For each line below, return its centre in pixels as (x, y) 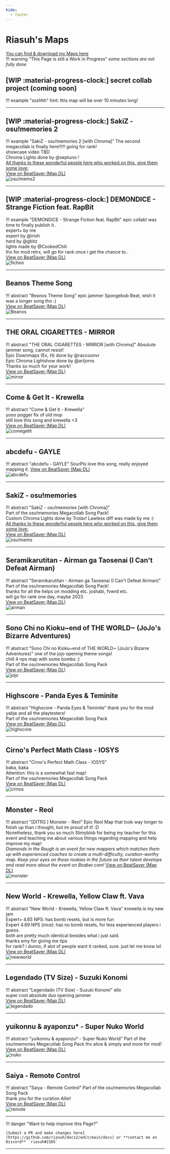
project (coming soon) (41, 88)
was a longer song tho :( (31, 301)
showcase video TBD (28, 152)
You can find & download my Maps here (47, 54)
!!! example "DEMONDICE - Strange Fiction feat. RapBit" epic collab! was (81, 219)
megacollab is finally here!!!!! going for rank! (51, 147)
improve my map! (24, 843)
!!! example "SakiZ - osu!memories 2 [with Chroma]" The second (73, 141)
